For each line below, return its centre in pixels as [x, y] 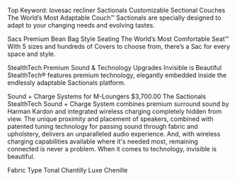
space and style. [31, 54]
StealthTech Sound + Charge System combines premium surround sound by [118, 104]
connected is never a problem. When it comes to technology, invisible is [112, 149]
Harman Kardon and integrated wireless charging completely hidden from [115, 111]
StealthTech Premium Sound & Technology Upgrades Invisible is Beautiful [115, 68]
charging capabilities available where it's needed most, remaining [103, 141]
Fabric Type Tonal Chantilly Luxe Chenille [68, 170]
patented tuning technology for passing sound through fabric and [103, 126]
